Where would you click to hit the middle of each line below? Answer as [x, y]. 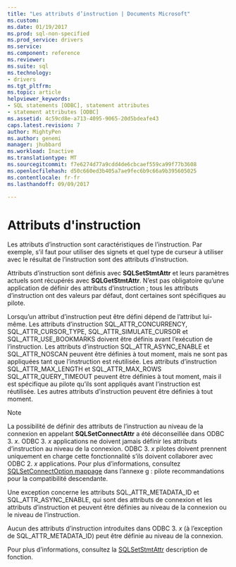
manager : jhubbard [34, 145]
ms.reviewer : [26, 60]
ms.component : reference [44, 54]
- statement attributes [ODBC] [53, 112]
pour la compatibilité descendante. [58, 479]
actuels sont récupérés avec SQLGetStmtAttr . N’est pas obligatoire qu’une [116, 281]
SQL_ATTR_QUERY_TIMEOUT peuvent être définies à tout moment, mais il [114, 377]
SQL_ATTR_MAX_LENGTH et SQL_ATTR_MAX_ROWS [85, 369]
